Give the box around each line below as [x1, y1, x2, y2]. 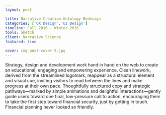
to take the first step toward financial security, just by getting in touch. [5, 99, 149, 105]
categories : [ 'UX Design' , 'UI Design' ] [5, 21, 88, 26]
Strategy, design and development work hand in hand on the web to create [5, 61, 159, 67]
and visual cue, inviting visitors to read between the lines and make [5, 77, 143, 83]
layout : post [5, 7, 32, 12]
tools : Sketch [5, 30, 35, 35]
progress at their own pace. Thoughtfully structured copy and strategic [5, 83, 151, 89]
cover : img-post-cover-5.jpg [5, 48, 66, 53]
